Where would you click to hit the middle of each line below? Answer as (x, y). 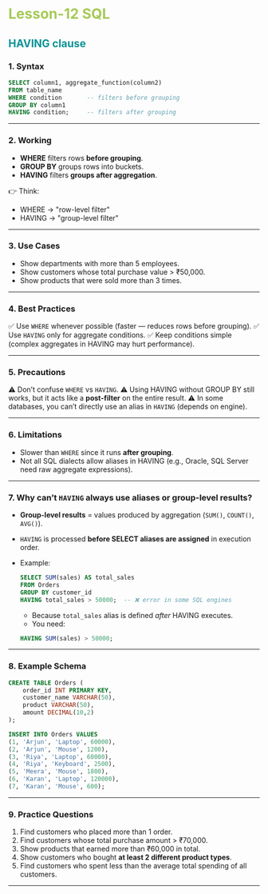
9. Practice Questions (51, 814)
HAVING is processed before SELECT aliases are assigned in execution (135, 539)
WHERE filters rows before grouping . (81, 158)
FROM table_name (35, 90)
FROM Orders (39, 585)
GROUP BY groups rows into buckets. (82, 166)
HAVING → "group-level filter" (69, 218)
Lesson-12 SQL (59, 14)
